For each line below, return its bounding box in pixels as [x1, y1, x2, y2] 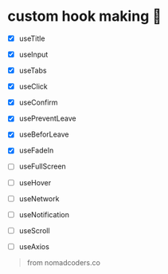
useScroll [18, 225, 50, 235]
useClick [18, 81, 49, 91]
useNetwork [18, 193, 60, 203]
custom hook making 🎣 [7, 7, 162, 26]
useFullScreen [18, 161, 67, 171]
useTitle [18, 34, 45, 43]
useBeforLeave [18, 129, 69, 139]
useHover [18, 177, 52, 187]
